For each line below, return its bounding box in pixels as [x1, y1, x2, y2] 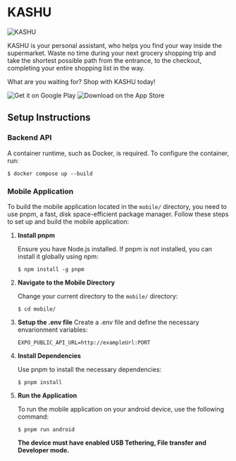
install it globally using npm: [17, 252, 99, 261]
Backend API [7, 133, 52, 143]
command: [17, 412, 49, 421]
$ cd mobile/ [17, 305, 56, 313]
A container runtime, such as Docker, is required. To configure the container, [7, 149, 230, 157]
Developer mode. [17, 445, 70, 454]
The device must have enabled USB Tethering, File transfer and [17, 438, 206, 447]
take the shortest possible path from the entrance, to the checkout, [7, 56, 202, 64]
